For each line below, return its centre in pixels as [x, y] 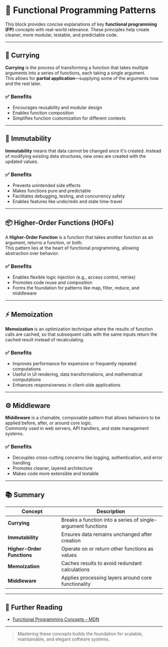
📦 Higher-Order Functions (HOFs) [59, 222]
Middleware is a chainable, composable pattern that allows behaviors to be [83, 418]
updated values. [22, 161]
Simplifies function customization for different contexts [69, 118]
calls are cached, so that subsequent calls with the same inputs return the [81, 334]
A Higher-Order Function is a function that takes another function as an [79, 237]
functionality [76, 584]
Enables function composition [43, 113]
